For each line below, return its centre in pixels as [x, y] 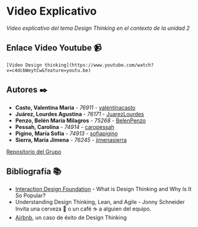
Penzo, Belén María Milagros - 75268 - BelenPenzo [80, 120]
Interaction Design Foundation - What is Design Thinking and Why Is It [103, 189]
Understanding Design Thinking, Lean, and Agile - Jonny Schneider [100, 202]
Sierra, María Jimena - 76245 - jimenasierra [71, 140]
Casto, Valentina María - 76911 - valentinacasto [75, 107]
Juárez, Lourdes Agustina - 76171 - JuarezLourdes [80, 114]
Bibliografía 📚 [34, 171]
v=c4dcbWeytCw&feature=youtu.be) [49, 70]
